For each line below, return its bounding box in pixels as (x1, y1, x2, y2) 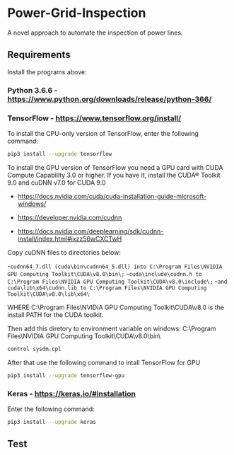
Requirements (7, 49, 71, 61)
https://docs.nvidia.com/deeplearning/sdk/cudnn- (17, 226, 164, 235)
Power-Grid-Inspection (7, 5, 146, 21)
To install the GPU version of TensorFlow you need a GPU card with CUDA (7, 163, 223, 171)
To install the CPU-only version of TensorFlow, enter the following (7, 129, 199, 137)
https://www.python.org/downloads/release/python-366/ (7, 94, 212, 104)
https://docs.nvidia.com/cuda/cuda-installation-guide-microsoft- (17, 192, 207, 200)
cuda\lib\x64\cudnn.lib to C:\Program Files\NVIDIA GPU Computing (7, 284, 207, 292)
